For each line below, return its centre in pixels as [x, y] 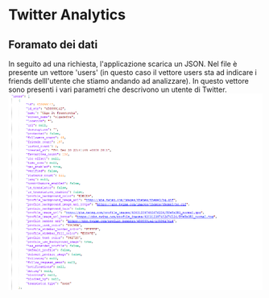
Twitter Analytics [67, 15]
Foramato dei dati [53, 45]
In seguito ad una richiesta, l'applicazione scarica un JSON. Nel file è [123, 64]
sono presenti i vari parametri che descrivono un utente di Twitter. [118, 89]
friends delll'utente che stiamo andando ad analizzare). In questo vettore [129, 81]
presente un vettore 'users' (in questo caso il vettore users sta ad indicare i [133, 72]
